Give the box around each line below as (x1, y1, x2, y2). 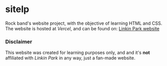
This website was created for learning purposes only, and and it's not (5, 49, 150, 56)
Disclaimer (5, 38, 32, 45)
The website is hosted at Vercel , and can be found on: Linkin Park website (5, 25, 159, 31)
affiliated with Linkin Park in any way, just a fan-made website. (5, 55, 136, 61)
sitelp (5, 4, 29, 15)
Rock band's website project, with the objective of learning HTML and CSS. (5, 20, 162, 26)
